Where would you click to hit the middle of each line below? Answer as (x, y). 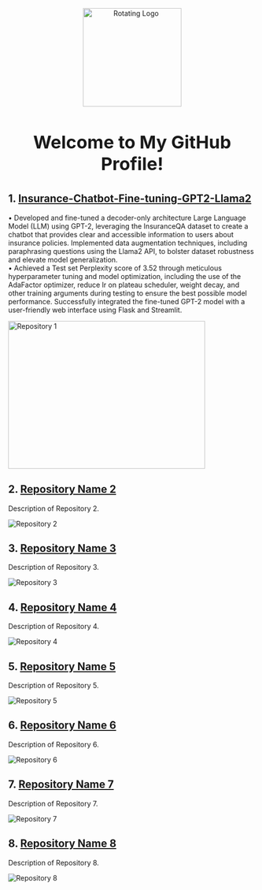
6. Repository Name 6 (62, 726)
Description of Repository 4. (54, 627)
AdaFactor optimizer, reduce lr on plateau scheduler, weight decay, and (124, 285)
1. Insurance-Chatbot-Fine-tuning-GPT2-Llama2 (130, 199)
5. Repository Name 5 (62, 667)
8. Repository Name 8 (62, 844)
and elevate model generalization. (63, 259)
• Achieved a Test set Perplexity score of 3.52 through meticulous (115, 268)
